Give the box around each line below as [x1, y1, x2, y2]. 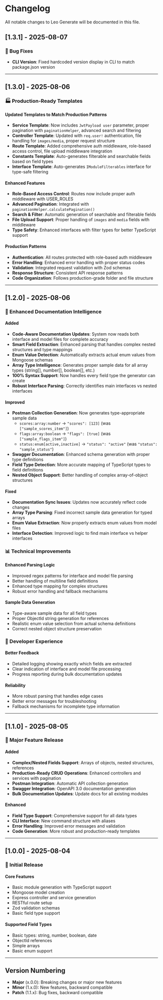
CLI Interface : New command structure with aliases [12, 818, 115, 824]
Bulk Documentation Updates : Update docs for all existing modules [12, 791, 148, 796]
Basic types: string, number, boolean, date [12, 932, 97, 938]
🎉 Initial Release [5, 862, 44, 868]
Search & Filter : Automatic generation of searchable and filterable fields [12, 211, 156, 217]
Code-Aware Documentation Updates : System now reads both [12, 331, 139, 337]
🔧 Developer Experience [5, 638, 63, 644]
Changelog [5, 3, 50, 14]
